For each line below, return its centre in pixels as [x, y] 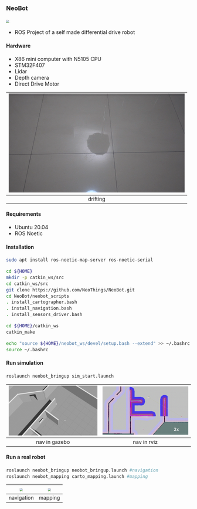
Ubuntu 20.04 [31, 227]
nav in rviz [145, 442]
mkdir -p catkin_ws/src [35, 277]
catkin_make [21, 332]
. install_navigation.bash [39, 308]
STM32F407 [30, 65]
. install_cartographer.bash [42, 302]
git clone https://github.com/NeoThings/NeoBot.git [70, 290]
